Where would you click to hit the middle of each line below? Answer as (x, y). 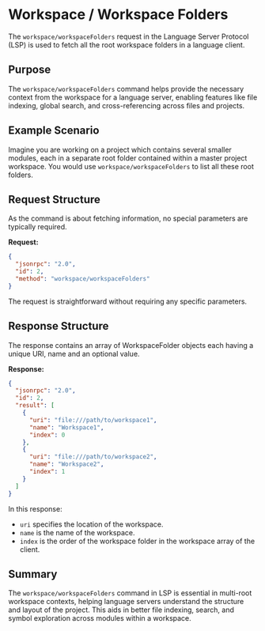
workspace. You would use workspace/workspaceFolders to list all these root (131, 166)
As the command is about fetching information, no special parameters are (128, 218)
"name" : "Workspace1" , (66, 427)
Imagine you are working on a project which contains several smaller (120, 149)
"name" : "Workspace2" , (66, 464)
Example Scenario (54, 131)
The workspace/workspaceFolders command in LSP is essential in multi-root (130, 593)
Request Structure (55, 199)
